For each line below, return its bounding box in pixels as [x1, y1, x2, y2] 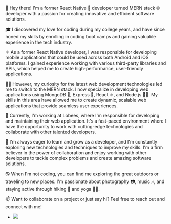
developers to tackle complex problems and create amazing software [5, 155, 152, 161]
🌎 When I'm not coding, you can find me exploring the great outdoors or [5, 171, 159, 177]
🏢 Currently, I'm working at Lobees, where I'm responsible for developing [5, 113, 160, 118]
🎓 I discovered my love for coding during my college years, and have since [5, 26, 165, 32]
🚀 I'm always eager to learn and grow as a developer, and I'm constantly [5, 139, 158, 145]
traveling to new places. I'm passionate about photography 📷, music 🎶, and [5, 178, 165, 185]
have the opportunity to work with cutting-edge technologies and [5, 124, 143, 129]
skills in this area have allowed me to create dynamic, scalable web [5, 97, 147, 103]
